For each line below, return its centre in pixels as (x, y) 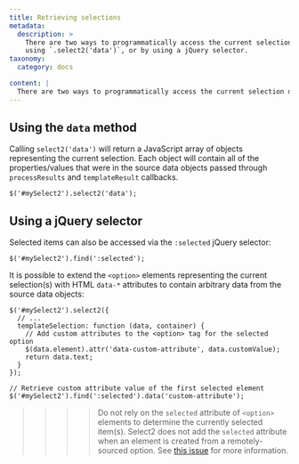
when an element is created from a (161, 441)
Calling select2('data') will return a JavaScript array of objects (126, 149)
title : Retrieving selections (65, 17)
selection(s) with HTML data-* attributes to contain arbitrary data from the (145, 285)
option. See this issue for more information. (209, 451)
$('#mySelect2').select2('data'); (73, 194)
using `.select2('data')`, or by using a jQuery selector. (137, 51)
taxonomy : (28, 59)
